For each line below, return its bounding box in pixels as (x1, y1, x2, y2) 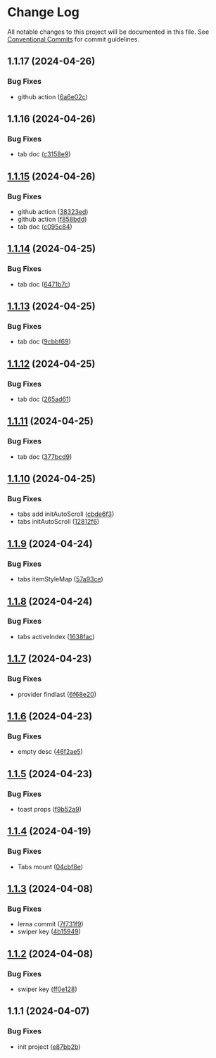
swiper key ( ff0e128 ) (17, 985, 77, 993)
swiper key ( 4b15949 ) (17, 927, 81, 936)
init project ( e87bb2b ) (17, 1043, 81, 1051)
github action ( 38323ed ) (17, 208, 89, 215)
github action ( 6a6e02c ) (17, 92, 88, 101)
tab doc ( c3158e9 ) (17, 150, 71, 158)
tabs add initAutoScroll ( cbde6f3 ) (17, 510, 115, 518)
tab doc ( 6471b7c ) (17, 279, 70, 289)
